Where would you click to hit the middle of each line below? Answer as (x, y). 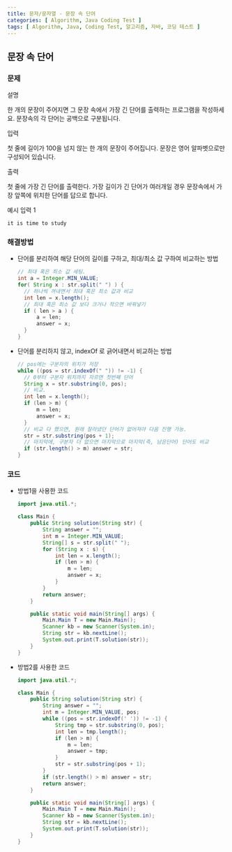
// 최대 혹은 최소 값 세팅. (51, 272)
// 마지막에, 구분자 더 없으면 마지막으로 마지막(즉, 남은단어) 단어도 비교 (116, 442)
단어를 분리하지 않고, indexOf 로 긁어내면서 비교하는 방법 (94, 351)
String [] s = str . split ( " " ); (86, 543)
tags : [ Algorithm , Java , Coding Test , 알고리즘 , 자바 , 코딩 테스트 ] (104, 27)
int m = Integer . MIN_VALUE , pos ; (91, 712)
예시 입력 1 (22, 210)
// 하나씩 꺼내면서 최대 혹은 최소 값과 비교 (79, 291)
